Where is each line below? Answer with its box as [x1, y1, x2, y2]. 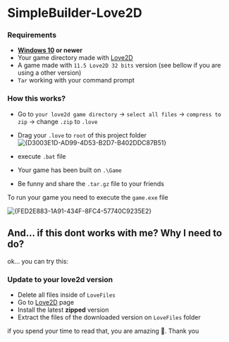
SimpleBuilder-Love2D [7, 5, 142, 21]
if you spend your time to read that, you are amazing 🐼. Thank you [7, 326, 199, 335]
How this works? [7, 94, 66, 104]
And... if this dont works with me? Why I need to [7, 227, 223, 239]
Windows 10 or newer [17, 46, 83, 54]
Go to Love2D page [17, 298, 75, 306]
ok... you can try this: [7, 257, 69, 265]
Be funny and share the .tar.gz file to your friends [17, 179, 164, 188]
